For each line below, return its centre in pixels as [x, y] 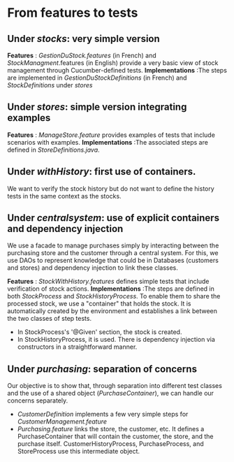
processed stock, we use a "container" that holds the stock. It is [99, 304]
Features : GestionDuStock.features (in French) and [82, 55]
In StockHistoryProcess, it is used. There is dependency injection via [116, 340]
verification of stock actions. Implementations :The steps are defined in [111, 289]
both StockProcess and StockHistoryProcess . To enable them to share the [114, 296]
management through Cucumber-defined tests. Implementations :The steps [117, 70]
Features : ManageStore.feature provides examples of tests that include [111, 135]
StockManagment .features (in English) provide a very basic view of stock [113, 63]
